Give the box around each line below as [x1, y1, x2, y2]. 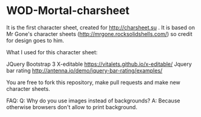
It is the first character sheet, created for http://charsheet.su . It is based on [6, 24, 196, 31]
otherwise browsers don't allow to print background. [6, 103, 138, 110]
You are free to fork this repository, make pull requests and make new [6, 79, 181, 86]
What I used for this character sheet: [6, 48, 98, 55]
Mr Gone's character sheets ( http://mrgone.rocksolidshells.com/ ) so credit [6, 30, 192, 37]
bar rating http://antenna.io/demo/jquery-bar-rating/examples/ [6, 66, 163, 74]
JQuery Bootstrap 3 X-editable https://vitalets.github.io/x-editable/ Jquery [6, 60, 192, 68]
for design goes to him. [6, 37, 64, 44]
